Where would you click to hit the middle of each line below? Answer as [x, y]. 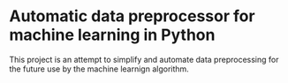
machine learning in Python [112, 35]
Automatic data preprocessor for [132, 16]
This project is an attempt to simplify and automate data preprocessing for [144, 59]
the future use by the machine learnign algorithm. [99, 69]
